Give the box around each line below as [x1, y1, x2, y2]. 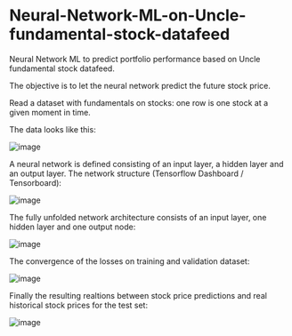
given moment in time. [9, 107, 91, 117]
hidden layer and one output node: [9, 221, 136, 232]
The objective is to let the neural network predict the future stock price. [9, 80, 272, 91]
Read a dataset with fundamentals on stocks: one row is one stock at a [9, 97, 269, 108]
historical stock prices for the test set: [9, 300, 149, 310]
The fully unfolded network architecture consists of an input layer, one [9, 212, 267, 222]
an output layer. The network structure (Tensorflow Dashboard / [9, 168, 244, 179]
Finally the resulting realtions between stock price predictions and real [9, 290, 267, 300]
